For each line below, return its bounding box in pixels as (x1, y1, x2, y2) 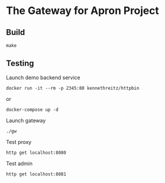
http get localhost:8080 (6, 150, 66, 156)
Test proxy (6, 138, 32, 145)
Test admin (6, 160, 33, 167)
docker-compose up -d (6, 107, 59, 112)
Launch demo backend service (6, 74, 80, 81)
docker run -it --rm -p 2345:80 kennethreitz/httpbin (6, 85, 140, 91)
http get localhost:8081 (6, 171, 66, 177)
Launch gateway (6, 117, 46, 124)
